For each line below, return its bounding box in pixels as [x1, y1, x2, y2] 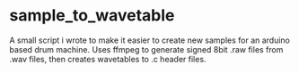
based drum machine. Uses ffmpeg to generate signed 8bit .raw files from [9, 44, 284, 54]
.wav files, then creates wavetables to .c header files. [9, 53, 207, 64]
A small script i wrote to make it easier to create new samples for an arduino [9, 35, 290, 45]
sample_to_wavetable [9, 5, 175, 26]
